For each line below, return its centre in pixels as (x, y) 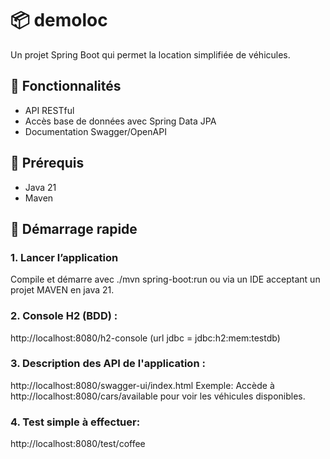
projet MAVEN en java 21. (62, 290)
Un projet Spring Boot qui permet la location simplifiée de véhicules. (150, 54)
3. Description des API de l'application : (108, 364)
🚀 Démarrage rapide (74, 228)
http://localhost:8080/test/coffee (78, 444)
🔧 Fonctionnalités (66, 86)
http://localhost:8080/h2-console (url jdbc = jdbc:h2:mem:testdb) (145, 338)
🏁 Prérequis (47, 163)
